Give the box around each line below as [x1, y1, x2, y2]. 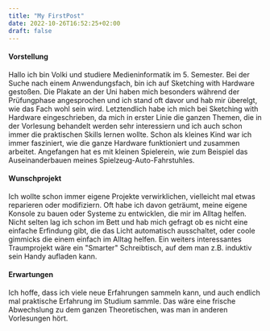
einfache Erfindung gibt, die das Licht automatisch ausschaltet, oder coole [8, 225, 255, 235]
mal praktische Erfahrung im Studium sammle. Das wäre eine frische [8, 296, 236, 306]
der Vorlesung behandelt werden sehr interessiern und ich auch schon [8, 121, 243, 130]
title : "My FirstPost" [8, 11, 85, 20]
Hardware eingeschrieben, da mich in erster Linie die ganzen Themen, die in [8, 112, 262, 122]
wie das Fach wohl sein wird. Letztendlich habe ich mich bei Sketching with [8, 104, 259, 114]
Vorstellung [8, 52, 48, 61]
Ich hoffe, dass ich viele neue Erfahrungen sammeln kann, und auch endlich [8, 288, 260, 297]
